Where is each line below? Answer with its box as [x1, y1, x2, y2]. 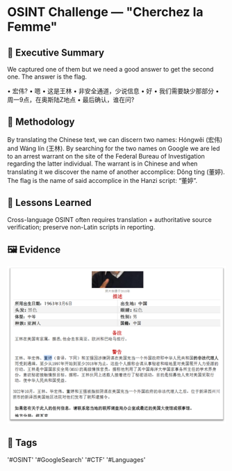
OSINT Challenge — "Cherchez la [7, 4, 204, 20]
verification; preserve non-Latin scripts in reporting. [7, 223, 156, 231]
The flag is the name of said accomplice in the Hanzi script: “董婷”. [7, 176, 198, 184]
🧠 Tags [7, 437, 38, 449]
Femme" [7, 19, 58, 35]
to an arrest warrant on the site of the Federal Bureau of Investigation [7, 152, 205, 160]
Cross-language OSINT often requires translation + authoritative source [7, 215, 212, 223]
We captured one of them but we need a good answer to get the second [7, 65, 214, 73]
